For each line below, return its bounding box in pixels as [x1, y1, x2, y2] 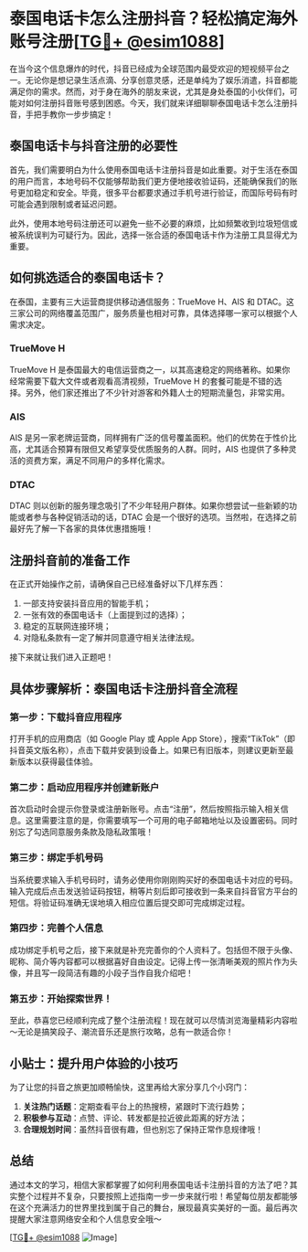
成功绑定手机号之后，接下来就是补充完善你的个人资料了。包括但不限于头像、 [9, 944, 298, 955]
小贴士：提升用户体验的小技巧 [9, 1056, 178, 1071]
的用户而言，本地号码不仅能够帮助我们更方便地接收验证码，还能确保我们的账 [9, 175, 298, 186]
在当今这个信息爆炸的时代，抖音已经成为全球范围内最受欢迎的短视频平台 [9, 63, 281, 74]
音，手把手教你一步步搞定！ [9, 109, 114, 120]
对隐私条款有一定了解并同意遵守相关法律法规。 [22, 632, 199, 643]
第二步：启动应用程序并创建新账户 [9, 780, 160, 793]
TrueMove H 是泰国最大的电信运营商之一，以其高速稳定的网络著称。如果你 [9, 364, 291, 375]
